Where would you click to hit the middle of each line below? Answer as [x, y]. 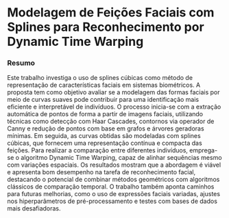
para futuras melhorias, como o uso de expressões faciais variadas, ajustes [114, 194]
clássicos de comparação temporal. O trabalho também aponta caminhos [111, 187]
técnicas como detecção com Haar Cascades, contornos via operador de [111, 122]
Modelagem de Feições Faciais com [111, 13]
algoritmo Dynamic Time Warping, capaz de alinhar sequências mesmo [121, 158]
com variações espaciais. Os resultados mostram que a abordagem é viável [114, 165]
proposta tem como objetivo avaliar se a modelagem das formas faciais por [113, 92]
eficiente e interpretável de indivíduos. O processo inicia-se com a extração [114, 107]
